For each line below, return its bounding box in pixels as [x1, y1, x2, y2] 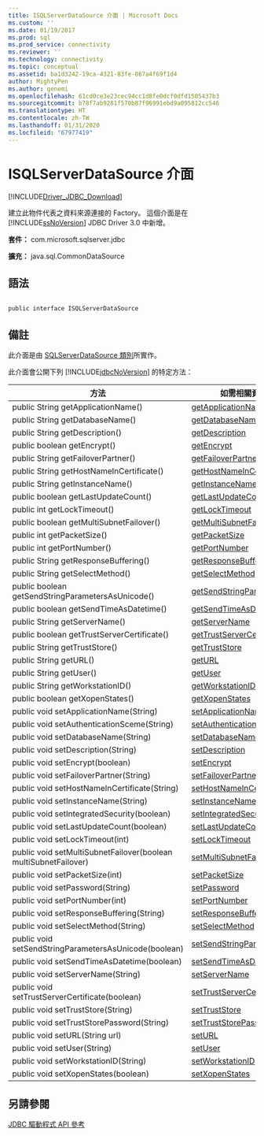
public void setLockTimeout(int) [12, 834, 130, 845]
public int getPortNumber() [12, 543, 112, 554]
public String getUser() [12, 667, 97, 678]
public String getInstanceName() [12, 478, 134, 489]
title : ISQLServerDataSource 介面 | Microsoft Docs [8, 11, 178, 20]
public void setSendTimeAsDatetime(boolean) [12, 956, 182, 967]
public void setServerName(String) [12, 969, 141, 980]
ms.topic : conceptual [8, 63, 79, 71]
